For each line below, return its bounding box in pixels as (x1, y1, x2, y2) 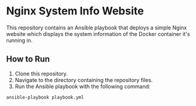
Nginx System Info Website (6, 4, 145, 18)
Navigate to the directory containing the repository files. (14, 76, 153, 83)
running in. (6, 37, 33, 44)
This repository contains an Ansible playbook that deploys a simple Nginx (6, 24, 187, 31)
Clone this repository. (14, 70, 68, 77)
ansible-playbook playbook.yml (6, 94, 84, 100)
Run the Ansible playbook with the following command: (14, 83, 151, 90)
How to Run (6, 54, 50, 64)
